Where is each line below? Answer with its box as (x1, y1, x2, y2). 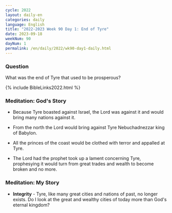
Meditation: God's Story (5, 97, 67, 104)
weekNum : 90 (5, 37, 31, 42)
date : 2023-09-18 (5, 31, 43, 37)
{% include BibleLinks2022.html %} (5, 84, 81, 91)
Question (5, 63, 29, 70)
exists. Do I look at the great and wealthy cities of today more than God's (12, 196, 167, 202)
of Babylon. (12, 130, 37, 136)
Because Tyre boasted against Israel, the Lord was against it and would (12, 109, 164, 115)
